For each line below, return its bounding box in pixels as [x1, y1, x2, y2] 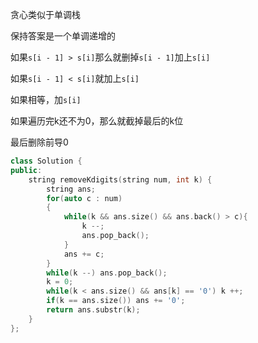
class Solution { [10, 156, 83, 166]
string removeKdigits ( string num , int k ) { [28, 174, 213, 185]
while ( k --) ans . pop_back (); [46, 268, 168, 278]
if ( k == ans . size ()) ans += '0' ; [46, 296, 186, 306]
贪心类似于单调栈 [10, 9, 81, 20]
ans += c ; [63, 249, 105, 259]
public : [10, 165, 43, 175]
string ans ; [46, 184, 97, 194]
